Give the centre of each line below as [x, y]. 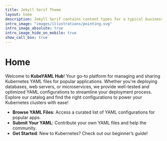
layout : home [19, 14]
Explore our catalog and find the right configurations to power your [74, 97]
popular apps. [27, 117]
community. [24, 128]
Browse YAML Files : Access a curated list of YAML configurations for [83, 112]
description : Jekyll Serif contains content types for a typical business [84, 19]
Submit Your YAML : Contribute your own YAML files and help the [79, 123]
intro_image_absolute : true [34, 28]
